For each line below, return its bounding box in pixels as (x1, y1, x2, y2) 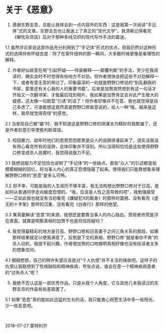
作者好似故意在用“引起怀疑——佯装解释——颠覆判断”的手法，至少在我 (12, 67, 154, 73)
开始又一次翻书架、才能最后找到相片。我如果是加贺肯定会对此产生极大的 (12, 91, 159, 97)
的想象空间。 (12, 246, 38, 252)
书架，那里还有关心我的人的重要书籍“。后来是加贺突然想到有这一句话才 (12, 86, 156, 91)
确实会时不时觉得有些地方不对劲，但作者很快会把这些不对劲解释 (25, 73, 155, 79)
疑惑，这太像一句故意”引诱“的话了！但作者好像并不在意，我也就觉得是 (12, 98, 154, 104)
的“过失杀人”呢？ (5, 269, 39, 275)
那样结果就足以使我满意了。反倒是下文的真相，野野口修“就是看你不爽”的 (12, 234, 159, 240)
